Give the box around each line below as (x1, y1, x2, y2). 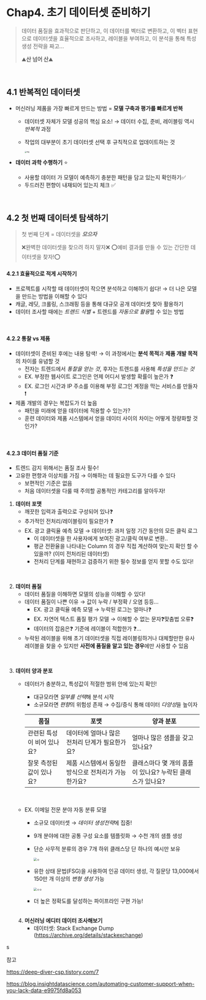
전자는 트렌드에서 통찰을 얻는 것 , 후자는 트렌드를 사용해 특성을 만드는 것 (24, 365, 195, 372)
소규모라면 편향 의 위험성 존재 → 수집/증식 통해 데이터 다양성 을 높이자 (33, 701, 198, 708)
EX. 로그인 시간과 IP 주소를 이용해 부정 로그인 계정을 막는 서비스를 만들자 (24, 382, 198, 390)
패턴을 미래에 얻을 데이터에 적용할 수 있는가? (24, 406, 131, 414)
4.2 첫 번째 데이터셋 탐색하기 (6, 213, 109, 223)
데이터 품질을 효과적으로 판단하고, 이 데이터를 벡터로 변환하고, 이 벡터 (21, 27, 187, 34)
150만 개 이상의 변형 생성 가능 (33, 875, 105, 883)
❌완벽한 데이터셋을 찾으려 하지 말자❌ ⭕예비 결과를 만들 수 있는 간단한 (21, 243, 189, 250)
